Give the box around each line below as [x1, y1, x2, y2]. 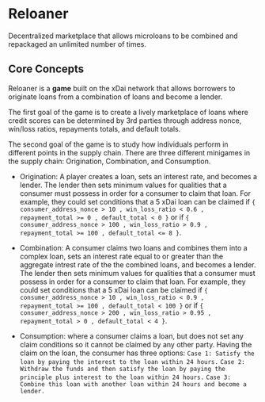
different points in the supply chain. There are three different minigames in [8, 147, 251, 157]
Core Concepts [8, 63, 85, 76]
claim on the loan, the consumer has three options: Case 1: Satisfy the [19, 348, 255, 358]
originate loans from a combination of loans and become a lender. [8, 92, 223, 101]
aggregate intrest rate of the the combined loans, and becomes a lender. [19, 259, 256, 270]
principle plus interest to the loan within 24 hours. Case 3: [19, 373, 232, 381]
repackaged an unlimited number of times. [8, 39, 146, 48]
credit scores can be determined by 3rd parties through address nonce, [8, 116, 242, 125]
